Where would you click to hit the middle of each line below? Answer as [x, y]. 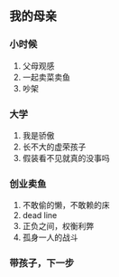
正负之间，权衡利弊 [58, 226]
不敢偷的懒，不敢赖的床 [66, 205]
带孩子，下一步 [42, 263]
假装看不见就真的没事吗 [66, 158]
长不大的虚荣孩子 [54, 147]
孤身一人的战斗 [50, 237]
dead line [40, 215]
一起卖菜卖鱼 [46, 77]
